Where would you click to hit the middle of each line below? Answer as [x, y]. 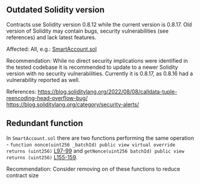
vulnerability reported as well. [43, 80]
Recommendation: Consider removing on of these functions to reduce [93, 169]
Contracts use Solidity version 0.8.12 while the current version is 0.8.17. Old [99, 24]
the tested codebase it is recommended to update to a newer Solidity [92, 67]
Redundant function [45, 123]
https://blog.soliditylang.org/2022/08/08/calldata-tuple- [107, 91]
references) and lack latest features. [51, 37]
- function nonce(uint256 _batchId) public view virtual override [91, 144]
